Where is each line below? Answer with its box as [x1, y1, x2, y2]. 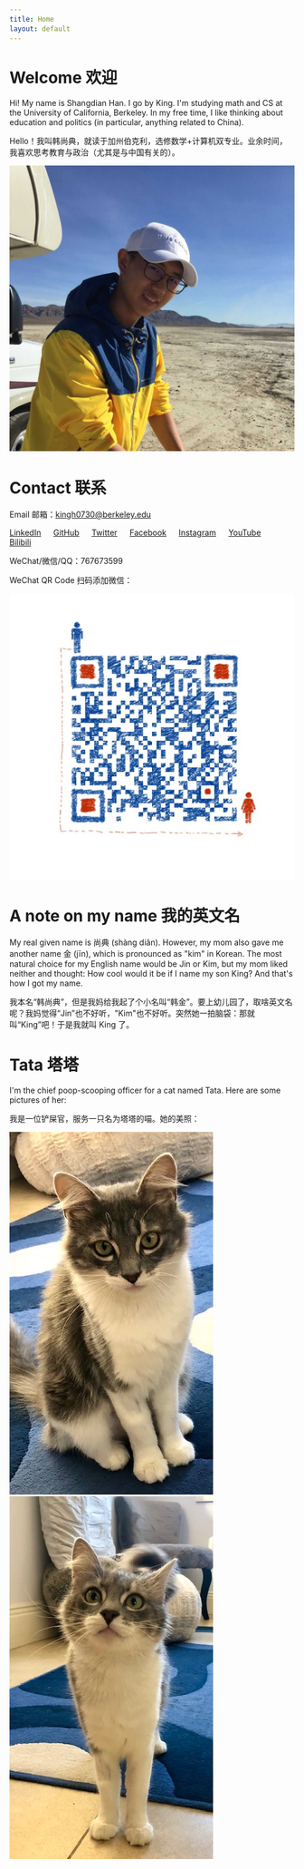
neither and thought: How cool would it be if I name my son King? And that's [9, 969, 293, 979]
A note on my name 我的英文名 [9, 905, 241, 926]
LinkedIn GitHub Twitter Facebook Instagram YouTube [9, 527, 261, 539]
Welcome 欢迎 [9, 67, 118, 88]
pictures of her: [9, 1095, 67, 1105]
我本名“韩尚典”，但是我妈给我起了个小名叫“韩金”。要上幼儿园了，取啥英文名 [9, 997, 293, 1008]
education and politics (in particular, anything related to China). [9, 117, 244, 128]
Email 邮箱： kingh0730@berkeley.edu [9, 509, 152, 521]
